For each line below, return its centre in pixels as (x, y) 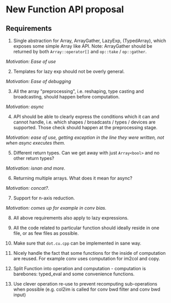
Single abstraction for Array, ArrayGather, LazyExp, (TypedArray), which (90, 41)
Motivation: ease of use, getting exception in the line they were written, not (85, 137)
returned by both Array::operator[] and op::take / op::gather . (80, 52)
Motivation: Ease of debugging (39, 81)
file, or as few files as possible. (46, 233)
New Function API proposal (65, 9)
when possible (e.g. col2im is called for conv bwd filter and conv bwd (87, 289)
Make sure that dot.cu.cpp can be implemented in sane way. (77, 243)
